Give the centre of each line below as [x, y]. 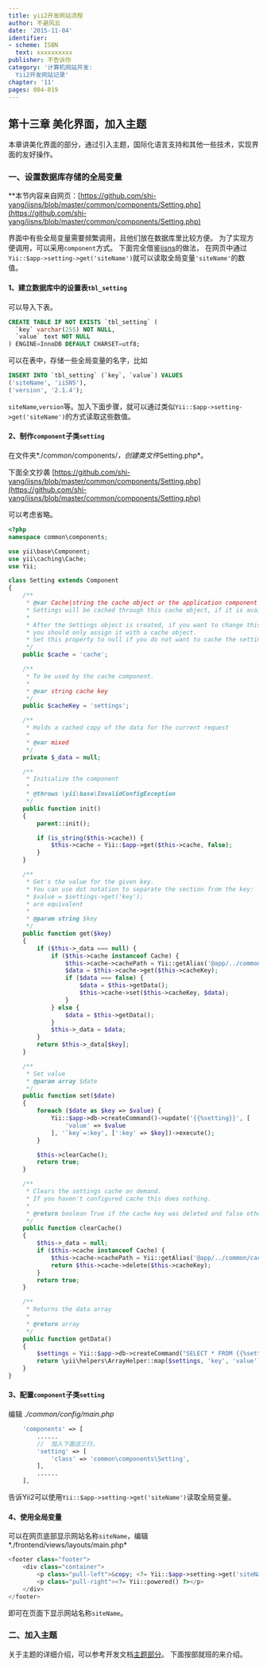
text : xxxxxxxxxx [44, 53]
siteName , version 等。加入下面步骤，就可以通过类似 [92, 406]
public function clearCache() [73, 1228]
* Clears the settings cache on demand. [93, 1192]
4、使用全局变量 [35, 1516]
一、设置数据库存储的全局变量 [66, 178]
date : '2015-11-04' [41, 30]
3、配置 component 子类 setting [56, 1395]
